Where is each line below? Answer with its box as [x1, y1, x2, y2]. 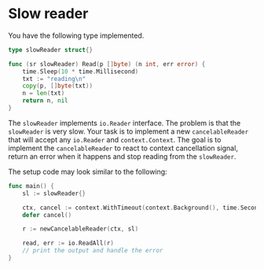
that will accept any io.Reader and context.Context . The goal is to [8, 134, 222, 144]
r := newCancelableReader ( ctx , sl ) [22, 225, 139, 233]
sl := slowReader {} [22, 190, 86, 197]
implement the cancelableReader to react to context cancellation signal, [8, 143, 238, 153]
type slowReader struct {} [8, 46, 93, 53]
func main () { [8, 182, 55, 190]
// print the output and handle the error [22, 247, 163, 255]
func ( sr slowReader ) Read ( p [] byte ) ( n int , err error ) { [8, 60, 206, 68]
